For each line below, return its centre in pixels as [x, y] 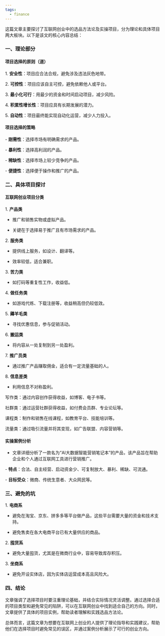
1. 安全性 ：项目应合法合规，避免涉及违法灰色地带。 [57, 73]
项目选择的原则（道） [27, 61]
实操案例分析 [18, 441]
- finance [19, 14]
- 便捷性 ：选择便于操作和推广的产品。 [43, 171]
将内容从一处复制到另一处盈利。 [44, 345]
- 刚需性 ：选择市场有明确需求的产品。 [43, 139]
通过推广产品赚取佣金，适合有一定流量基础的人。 [62, 366]
